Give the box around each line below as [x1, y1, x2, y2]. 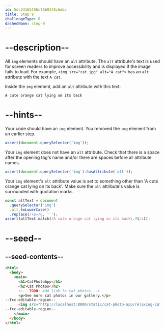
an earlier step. [5, 131, 36, 137]
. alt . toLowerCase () [9, 207, 50, 212]
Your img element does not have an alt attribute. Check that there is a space [5, 150, 160, 155]
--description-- [5, 42, 70, 53]
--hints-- [5, 109, 43, 120]
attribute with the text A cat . [5, 74, 62, 80]
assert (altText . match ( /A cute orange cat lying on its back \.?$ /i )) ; [5, 216, 151, 221]
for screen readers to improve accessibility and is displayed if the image [5, 63, 151, 69]
